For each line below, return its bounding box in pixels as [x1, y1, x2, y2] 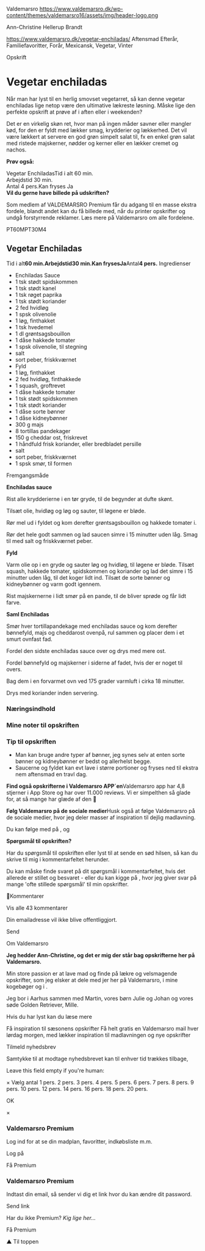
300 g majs [15, 421, 44, 428]
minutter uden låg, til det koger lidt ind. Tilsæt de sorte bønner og [6, 574, 171, 581]
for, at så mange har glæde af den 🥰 [6, 795, 97, 803]
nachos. [6, 146, 27, 153]
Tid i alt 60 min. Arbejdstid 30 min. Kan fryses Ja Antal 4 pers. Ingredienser [6, 260, 191, 267]
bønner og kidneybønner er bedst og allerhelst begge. [15, 757, 151, 765]
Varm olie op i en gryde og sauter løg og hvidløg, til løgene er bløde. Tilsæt [6, 561, 194, 568]
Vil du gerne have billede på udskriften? [6, 189, 110, 196]
